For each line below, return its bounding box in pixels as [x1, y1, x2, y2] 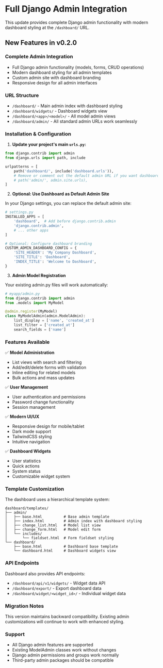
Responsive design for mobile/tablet [12, 423, 84, 429]
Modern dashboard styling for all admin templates [12, 69, 112, 75]
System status [12, 468, 41, 474]
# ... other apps [14, 228, 49, 233]
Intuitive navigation [12, 439, 50, 445]
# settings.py [5, 210, 34, 215]
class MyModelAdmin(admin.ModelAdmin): [5, 314, 86, 318]
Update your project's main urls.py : [12, 142, 86, 148]
